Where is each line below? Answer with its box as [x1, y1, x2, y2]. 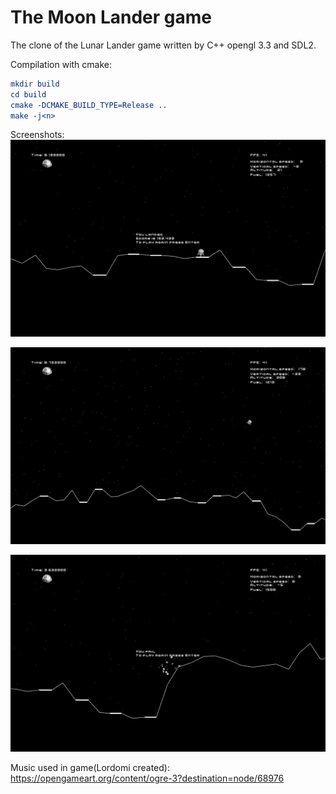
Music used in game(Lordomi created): [10, 762, 170, 774]
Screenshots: [10, 129, 65, 141]
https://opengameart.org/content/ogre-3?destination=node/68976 [10, 772, 285, 785]
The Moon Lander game [10, 6, 212, 29]
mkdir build [10, 79, 60, 89]
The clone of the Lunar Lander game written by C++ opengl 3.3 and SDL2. [10, 39, 317, 51]
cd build [10, 89, 47, 100]
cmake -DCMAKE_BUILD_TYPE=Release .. [10, 100, 168, 110]
